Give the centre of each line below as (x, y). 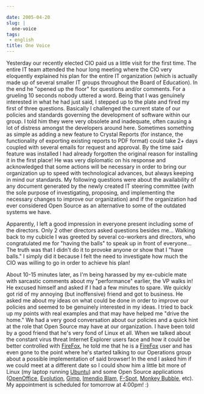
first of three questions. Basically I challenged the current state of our (93, 108)
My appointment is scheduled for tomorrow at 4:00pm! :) (78, 385)
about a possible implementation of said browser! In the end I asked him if (99, 359)
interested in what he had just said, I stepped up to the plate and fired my (98, 102)
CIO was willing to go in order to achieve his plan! (68, 263)
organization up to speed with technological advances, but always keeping (100, 173)
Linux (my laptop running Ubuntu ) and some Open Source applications (95, 372)
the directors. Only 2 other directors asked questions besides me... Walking (101, 230)
